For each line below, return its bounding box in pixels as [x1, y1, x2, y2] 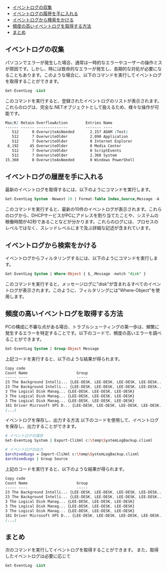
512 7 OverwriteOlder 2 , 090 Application [11, 134, 128, 139]
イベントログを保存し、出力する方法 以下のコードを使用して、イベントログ [5, 417, 159, 423]
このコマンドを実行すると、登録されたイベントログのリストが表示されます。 [5, 98, 162, 104]
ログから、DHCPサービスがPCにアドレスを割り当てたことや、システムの [9, 213, 159, 219]
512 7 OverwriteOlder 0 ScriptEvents [11, 148, 122, 153]
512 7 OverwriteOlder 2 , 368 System [11, 153, 117, 158]
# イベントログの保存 [5, 433, 43, 438]
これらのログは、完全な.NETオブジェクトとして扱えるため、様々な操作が [5, 104, 155, 110]
